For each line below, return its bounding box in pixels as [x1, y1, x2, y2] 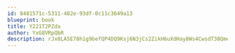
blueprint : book [7, 17, 55, 23]
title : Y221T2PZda [7, 23, 61, 30]
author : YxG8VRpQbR [7, 29, 64, 36]
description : [7, 36, 45, 43]
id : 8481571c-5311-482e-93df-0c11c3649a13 [7, 10, 133, 17]
